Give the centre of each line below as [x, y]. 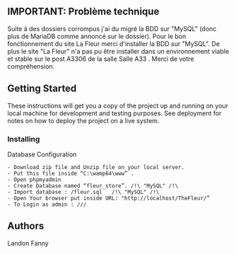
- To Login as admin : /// [47, 204]
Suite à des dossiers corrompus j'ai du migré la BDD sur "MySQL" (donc [112, 28]
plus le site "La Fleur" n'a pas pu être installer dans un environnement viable [118, 51]
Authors [26, 226]
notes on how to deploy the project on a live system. [83, 120]
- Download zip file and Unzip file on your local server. [96, 167]
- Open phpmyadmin [34, 180]
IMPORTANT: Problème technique [83, 12]
